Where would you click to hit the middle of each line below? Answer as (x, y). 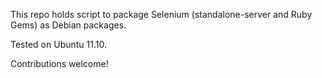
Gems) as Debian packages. (68, 25)
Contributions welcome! (59, 63)
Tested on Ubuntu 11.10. (58, 44)
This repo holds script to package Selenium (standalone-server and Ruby (161, 14)
